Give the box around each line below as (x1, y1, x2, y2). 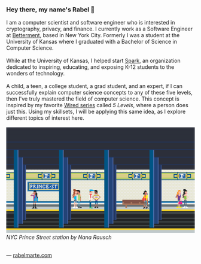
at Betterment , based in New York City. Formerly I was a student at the (6, 32, 180, 39)
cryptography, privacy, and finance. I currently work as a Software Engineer (6, 25, 193, 32)
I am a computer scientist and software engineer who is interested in (6, 19, 175, 26)
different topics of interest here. (6, 114, 85, 122)
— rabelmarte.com (6, 251, 53, 259)
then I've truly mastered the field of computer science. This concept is (6, 95, 179, 102)
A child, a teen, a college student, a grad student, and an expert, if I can (6, 83, 182, 90)
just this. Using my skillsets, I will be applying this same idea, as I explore (6, 108, 186, 116)
